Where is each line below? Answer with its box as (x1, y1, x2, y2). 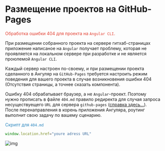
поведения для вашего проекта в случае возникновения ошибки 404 (5, 76, 152, 82)
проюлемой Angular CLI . (5, 56, 57, 62)
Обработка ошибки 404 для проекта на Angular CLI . (5, 30, 116, 36)
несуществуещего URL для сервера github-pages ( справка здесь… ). (5, 101, 147, 107)
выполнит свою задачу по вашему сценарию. (5, 112, 102, 118)
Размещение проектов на (5, 3, 117, 15)
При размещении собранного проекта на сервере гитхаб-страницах (5, 40, 151, 46)
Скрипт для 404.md (5, 122, 44, 128)
